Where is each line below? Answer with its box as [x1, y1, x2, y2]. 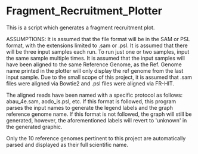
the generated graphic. [6, 123, 63, 130]
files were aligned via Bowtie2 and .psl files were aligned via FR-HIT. [6, 79, 175, 87]
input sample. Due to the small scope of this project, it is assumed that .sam [6, 73, 193, 81]
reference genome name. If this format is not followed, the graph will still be [6, 110, 192, 118]
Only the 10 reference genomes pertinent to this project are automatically [6, 134, 186, 141]
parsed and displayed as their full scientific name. [6, 141, 129, 148]
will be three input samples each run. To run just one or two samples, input [6, 48, 190, 55]
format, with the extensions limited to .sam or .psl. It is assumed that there [6, 42, 188, 49]
